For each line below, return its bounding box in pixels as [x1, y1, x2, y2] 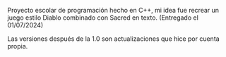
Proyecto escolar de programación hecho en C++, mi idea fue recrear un [7, 6, 220, 14]
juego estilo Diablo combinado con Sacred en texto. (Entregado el [7, 13, 199, 22]
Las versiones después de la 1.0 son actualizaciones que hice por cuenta [7, 34, 220, 43]
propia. [7, 42, 28, 50]
